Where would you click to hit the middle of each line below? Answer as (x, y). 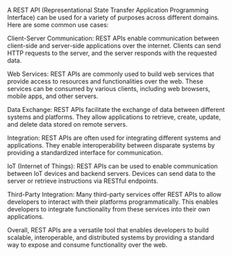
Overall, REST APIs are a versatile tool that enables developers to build (108, 230)
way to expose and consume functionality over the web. (88, 245)
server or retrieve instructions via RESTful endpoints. (83, 181)
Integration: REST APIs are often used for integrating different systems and (114, 138)
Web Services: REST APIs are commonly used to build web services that (111, 74)
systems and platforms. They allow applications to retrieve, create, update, (114, 117)
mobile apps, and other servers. (53, 96)
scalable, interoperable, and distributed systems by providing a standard (111, 237)
